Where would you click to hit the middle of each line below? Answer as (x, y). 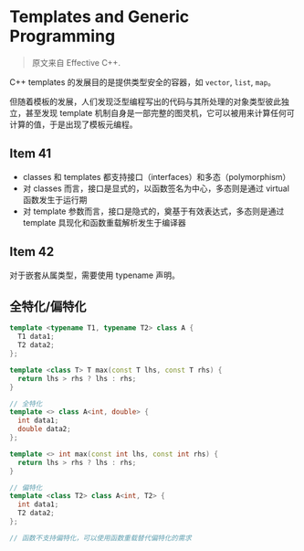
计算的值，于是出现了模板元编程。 (73, 124)
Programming (63, 36)
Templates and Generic (100, 17)
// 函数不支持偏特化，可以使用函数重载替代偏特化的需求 (100, 538)
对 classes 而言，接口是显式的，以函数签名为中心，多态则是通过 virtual (156, 188)
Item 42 (32, 252)
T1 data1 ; (36, 337)
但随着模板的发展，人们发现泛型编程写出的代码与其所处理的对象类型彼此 (145, 101)
